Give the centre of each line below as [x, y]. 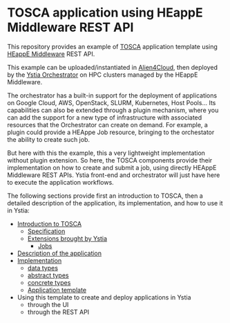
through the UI [48, 304]
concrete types [49, 282]
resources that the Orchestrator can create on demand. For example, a [108, 124]
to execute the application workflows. [60, 182]
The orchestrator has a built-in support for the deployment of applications [112, 95]
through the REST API [58, 312]
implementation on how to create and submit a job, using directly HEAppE [112, 167]
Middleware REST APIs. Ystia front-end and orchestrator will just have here [114, 175]
